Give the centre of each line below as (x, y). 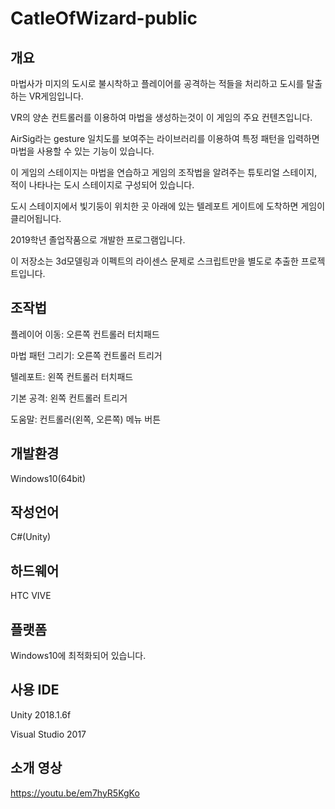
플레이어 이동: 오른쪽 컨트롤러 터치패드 (85, 334)
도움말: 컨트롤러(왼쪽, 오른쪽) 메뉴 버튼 (86, 419)
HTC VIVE (31, 596)
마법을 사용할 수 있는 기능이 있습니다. (82, 151)
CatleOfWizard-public (104, 18)
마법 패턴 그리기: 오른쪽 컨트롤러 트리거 (86, 355)
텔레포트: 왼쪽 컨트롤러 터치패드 (72, 376)
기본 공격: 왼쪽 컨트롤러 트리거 (69, 398)
